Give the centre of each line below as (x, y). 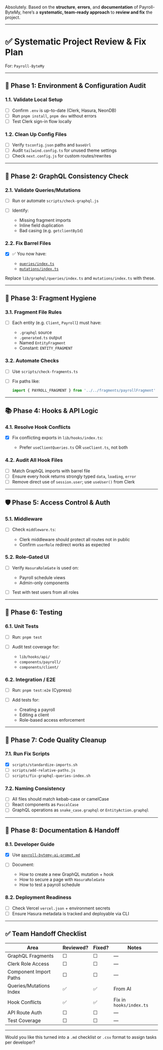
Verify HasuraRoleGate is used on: (45, 567)
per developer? (20, 1042)
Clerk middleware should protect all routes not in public (74, 539)
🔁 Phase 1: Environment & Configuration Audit (76, 86)
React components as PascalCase (45, 805)
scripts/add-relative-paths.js (44, 770)
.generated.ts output (41, 338)
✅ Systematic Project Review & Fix (76, 42)
